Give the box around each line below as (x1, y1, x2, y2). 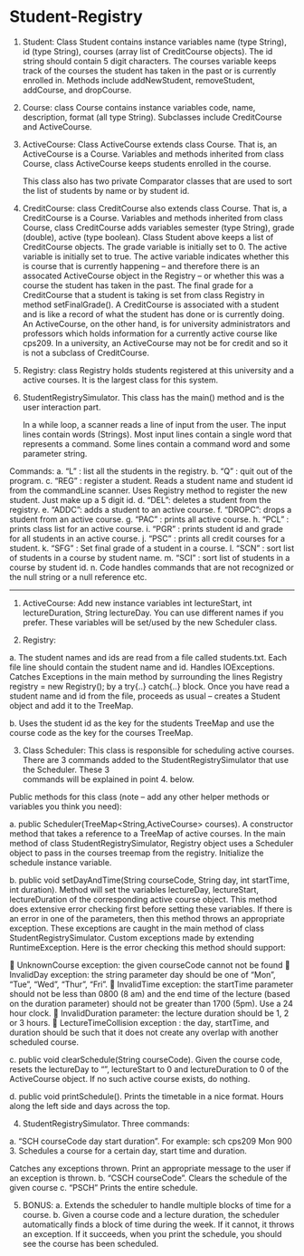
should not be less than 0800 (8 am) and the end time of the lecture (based (9, 988, 290, 999)
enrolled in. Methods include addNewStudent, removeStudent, (22, 74, 255, 85)
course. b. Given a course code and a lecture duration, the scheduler (22, 1209, 280, 1220)
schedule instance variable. (9, 856, 112, 867)
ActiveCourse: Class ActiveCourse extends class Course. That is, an (22, 139, 278, 150)
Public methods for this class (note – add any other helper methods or (9, 791, 270, 802)
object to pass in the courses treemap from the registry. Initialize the (9, 847, 264, 858)
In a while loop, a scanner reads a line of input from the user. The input (22, 419, 287, 430)
